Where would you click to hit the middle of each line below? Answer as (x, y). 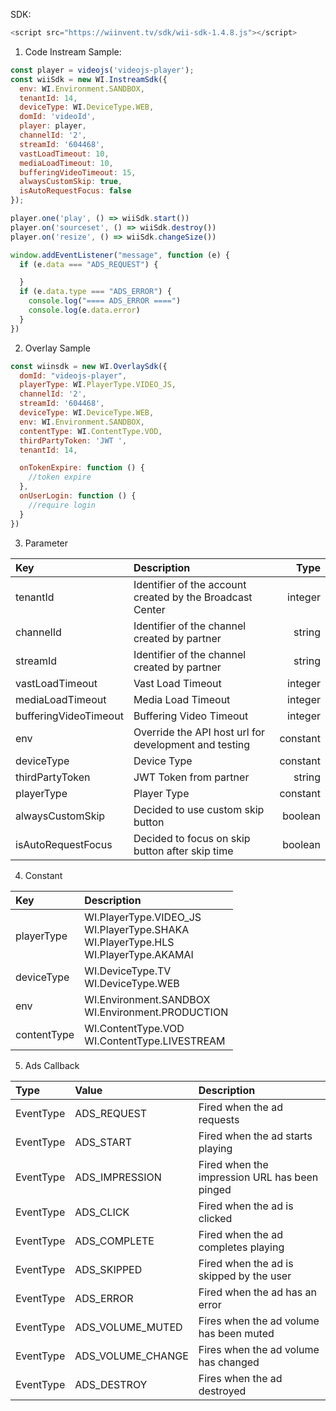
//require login (62, 505)
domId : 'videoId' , (58, 117)
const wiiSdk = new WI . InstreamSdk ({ (89, 79)
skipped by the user (245, 1276)
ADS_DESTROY (111, 1384)
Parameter (46, 543)
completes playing (241, 1247)
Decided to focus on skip (192, 838)
